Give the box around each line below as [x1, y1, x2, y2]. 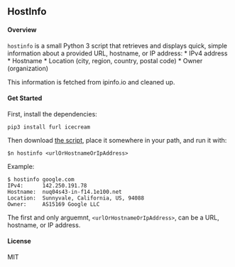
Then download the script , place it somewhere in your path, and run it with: [7, 136, 227, 144]
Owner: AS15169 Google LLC [7, 200, 100, 208]
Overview [7, 25, 37, 34]
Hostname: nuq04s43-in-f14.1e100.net [7, 188, 122, 195]
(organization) [7, 64, 48, 72]
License [7, 237, 32, 246]
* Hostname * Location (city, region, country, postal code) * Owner [7, 56, 203, 65]
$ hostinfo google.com [7, 175, 75, 183]
